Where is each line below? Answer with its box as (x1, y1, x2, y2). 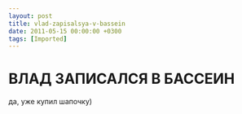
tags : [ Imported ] (8, 34, 68, 43)
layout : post (8, 11, 53, 20)
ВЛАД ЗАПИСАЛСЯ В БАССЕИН (8, 70, 235, 88)
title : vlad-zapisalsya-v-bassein (8, 20, 126, 28)
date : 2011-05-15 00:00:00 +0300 (8, 27, 122, 35)
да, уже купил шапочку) (8, 97, 92, 107)
